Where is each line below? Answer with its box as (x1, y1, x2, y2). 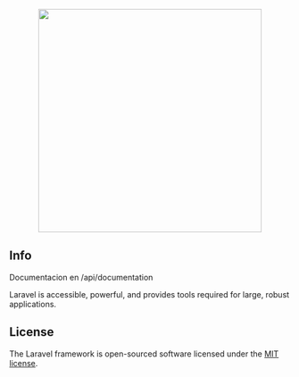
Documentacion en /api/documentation (9, 272, 154, 282)
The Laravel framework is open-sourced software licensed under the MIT (9, 348, 279, 359)
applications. (9, 298, 56, 309)
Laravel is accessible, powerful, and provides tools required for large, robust (9, 289, 290, 299)
